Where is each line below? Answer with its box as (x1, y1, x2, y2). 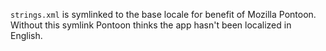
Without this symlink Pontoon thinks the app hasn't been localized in (10, 19, 292, 31)
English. (10, 30, 43, 41)
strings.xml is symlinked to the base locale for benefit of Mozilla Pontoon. (10, 9, 317, 20)
